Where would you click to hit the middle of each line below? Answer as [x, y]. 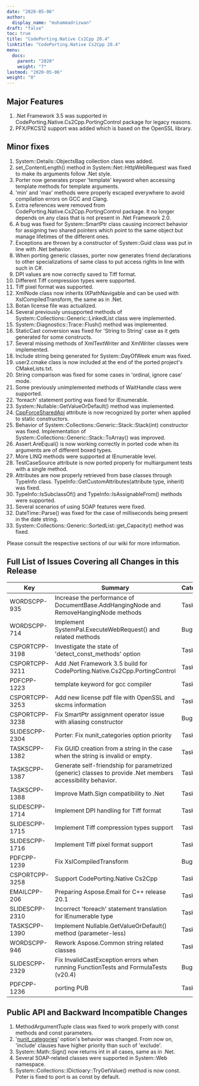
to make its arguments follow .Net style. [63, 174]
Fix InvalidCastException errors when [106, 959]
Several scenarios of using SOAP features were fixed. [80, 507]
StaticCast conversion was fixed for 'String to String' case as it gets [97, 330]
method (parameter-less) [90, 933]
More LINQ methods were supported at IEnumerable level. [86, 456]
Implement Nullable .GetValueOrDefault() [111, 926]
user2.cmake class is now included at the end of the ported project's [99, 362]
